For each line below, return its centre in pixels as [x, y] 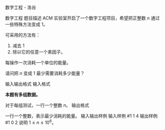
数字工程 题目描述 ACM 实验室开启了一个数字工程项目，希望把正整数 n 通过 [82, 18]
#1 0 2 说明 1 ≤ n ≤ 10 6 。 [31, 122]
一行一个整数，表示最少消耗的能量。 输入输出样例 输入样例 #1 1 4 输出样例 [81, 116]
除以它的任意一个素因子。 [39, 52]
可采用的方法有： [23, 35]
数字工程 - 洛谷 [21, 7]
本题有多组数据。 [23, 95]
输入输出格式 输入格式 [28, 84]
